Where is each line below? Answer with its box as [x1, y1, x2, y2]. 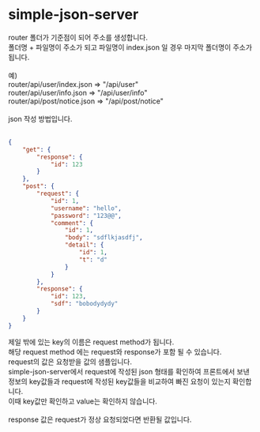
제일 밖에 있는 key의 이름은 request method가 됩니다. [8, 337, 175, 347]
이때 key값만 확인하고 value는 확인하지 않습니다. [8, 396, 158, 406]
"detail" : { [64, 241, 104, 250]
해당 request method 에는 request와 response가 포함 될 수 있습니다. [8, 347, 222, 356]
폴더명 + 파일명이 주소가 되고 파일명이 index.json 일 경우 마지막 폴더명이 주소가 [8, 42, 253, 52]
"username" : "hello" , [50, 204, 122, 212]
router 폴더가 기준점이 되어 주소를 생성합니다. [8, 32, 149, 42]
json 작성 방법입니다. [8, 114, 73, 123]
